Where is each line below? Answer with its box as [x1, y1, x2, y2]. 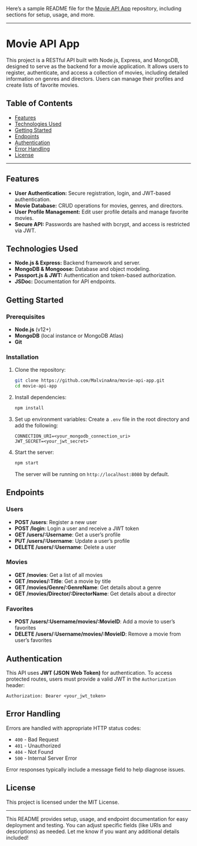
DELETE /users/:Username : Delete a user [14, 543, 116, 551]
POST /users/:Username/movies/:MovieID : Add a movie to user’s [14, 618, 175, 625]
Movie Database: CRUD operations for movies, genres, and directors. [14, 202, 184, 209]
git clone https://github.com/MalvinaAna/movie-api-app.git [14, 378, 165, 383]
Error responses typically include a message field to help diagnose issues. [6, 766, 186, 773]
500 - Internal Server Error [14, 755, 77, 762]
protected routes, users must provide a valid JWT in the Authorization [6, 675, 176, 682]
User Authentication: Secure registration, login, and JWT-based [14, 189, 171, 196]
